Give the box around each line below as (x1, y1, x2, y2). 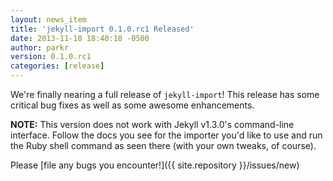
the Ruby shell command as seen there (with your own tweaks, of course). (10, 140, 317, 151)
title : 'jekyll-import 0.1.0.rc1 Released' (10, 24, 195, 34)
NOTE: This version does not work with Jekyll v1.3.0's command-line (10, 119, 295, 130)
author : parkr (10, 42, 70, 53)
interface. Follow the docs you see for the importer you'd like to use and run (10, 129, 323, 141)
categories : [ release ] (10, 61, 105, 71)
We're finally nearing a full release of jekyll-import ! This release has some (10, 89, 320, 100)
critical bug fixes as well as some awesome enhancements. (10, 99, 255, 111)
